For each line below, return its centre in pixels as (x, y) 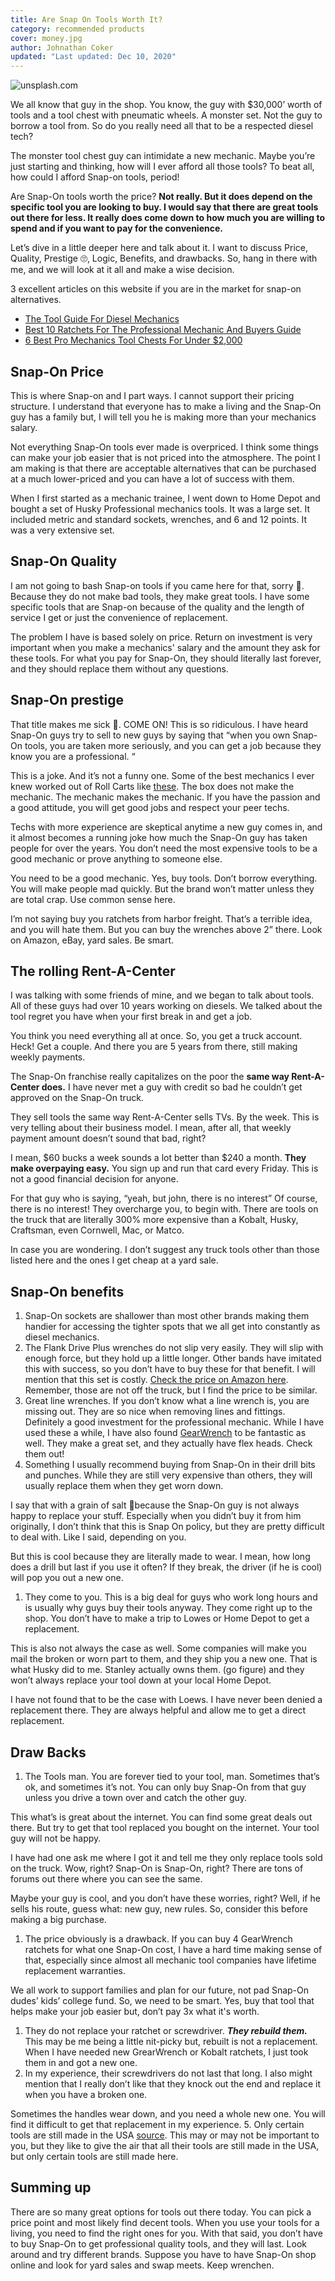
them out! (44, 1454)
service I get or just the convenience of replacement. (119, 617)
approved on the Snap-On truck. (77, 1098)
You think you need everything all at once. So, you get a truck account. (156, 1036)
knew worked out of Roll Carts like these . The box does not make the (152, 786)
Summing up (51, 2187)
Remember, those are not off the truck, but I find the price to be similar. (171, 1390)
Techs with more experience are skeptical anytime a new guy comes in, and (166, 827)
